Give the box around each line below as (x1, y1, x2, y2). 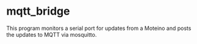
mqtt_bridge (6, 4, 70, 18)
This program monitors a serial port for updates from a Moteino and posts (6, 24, 192, 32)
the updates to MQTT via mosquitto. (6, 31, 97, 38)
